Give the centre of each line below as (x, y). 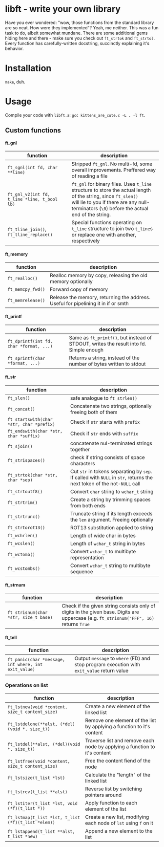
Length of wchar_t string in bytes (108, 543)
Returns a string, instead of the (104, 358)
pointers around (103, 795)
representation (87, 558)
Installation (28, 68)
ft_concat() (21, 409)
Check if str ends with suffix (104, 434)
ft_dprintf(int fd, (30, 341)
